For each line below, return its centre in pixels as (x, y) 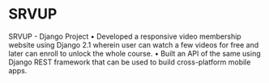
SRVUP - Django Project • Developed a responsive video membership (125, 36)
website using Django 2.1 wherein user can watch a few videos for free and (134, 44)
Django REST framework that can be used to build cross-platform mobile (130, 62)
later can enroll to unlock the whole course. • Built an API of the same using (134, 53)
